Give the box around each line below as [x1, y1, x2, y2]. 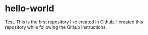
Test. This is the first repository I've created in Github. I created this [5, 19, 143, 25]
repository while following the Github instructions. [5, 24, 107, 30]
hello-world [5, 3, 55, 14]
